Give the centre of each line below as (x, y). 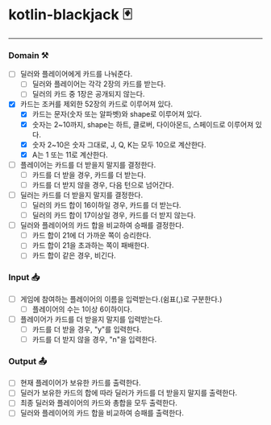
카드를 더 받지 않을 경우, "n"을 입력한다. (94, 339)
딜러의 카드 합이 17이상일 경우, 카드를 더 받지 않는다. (114, 215)
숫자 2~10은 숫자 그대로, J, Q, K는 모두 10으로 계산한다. (119, 144)
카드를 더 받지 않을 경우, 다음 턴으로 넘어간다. (103, 184)
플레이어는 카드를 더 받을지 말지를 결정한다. (88, 164)
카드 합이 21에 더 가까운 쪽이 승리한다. (92, 235)
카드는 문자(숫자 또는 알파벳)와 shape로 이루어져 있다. (117, 114)
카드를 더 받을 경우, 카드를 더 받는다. (89, 175)
